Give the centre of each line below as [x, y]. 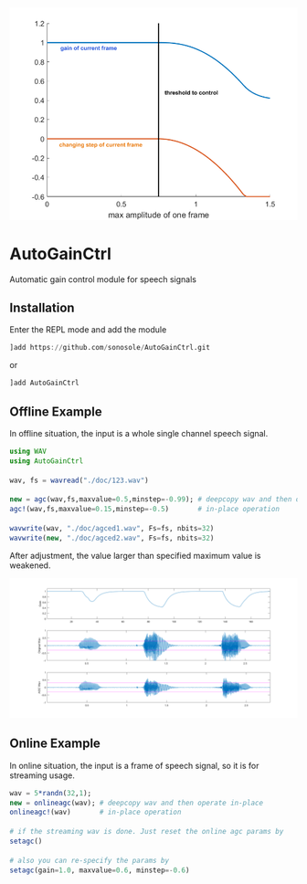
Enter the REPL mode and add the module [88, 330]
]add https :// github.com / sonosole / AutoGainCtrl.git [110, 348]
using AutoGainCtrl [47, 461]
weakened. [30, 565]
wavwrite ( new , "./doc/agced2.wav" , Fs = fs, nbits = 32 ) [112, 538]
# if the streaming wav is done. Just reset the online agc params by [147, 832]
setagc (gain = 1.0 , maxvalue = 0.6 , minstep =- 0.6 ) [100, 870]
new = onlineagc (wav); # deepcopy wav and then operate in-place [136, 803]
